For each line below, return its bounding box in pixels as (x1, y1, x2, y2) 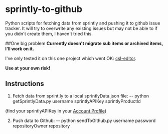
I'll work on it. (5, 45, 34, 51)
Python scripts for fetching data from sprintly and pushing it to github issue (5, 20, 160, 26)
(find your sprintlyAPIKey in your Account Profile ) (5, 107, 107, 113)
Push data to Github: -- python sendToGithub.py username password (12, 117, 156, 123)
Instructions (5, 79, 44, 88)
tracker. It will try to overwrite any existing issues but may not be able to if (5, 25, 158, 31)
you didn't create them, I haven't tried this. (5, 30, 93, 36)
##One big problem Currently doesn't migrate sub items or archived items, (5, 40, 163, 46)
